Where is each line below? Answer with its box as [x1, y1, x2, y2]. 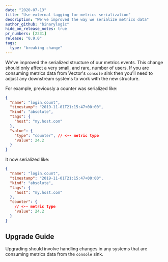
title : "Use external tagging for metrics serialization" [5, 12, 131, 17]
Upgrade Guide [5, 232, 54, 241]
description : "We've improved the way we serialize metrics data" [5, 17, 149, 22]
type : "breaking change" [10, 45, 63, 50]
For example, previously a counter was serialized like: [5, 85, 118, 92]
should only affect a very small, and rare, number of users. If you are [5, 65, 149, 71]
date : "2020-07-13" [5, 7, 47, 13]
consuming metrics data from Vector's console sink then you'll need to [5, 70, 153, 76]
